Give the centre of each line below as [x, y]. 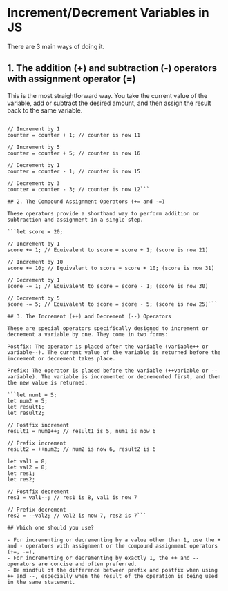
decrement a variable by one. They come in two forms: [88, 334]
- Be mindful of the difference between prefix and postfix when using [112, 570]
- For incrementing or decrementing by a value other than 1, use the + [114, 540]
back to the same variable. [45, 110]
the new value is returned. [48, 382]
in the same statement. [41, 582]
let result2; [26, 413]
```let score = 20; [35, 232]
